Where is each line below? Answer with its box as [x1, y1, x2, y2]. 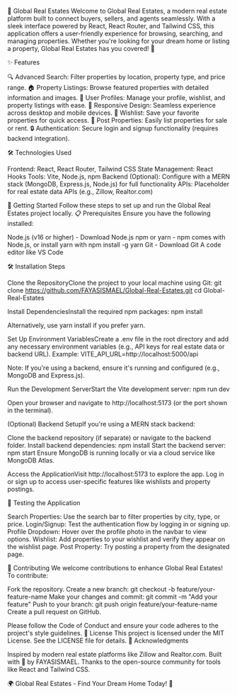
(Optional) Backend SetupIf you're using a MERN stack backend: [7, 420, 196, 428]
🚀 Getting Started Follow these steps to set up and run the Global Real [7, 201, 211, 209]
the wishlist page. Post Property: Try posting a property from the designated [7, 543, 230, 550]
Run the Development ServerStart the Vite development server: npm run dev [7, 385, 230, 393]
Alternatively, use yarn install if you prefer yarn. [7, 321, 146, 329]
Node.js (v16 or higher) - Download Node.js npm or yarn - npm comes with [7, 233, 226, 241]
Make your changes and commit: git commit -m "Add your [48, 592, 218, 601]
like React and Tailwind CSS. [7, 665, 91, 673]
